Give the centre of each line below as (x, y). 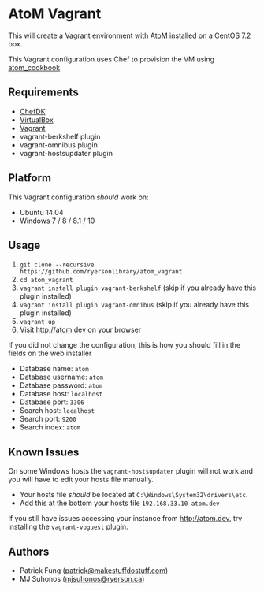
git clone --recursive (57, 265)
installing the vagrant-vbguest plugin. (68, 527)
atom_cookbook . (35, 67)
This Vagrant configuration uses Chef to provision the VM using (112, 59)
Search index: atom (50, 427)
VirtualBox (36, 120)
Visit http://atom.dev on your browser (80, 330)
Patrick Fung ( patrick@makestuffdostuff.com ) (94, 571)
